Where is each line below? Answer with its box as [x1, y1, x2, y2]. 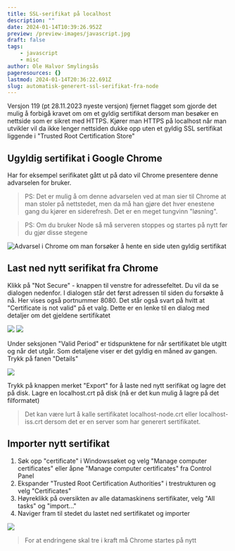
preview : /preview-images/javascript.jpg [7, 30, 131, 37]
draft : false [7, 37, 46, 44]
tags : [7, 43, 23, 50]
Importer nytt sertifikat [7, 438, 110, 450]
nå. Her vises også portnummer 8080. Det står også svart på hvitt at [7, 296, 205, 304]
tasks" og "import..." [17, 502, 77, 510]
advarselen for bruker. [7, 178, 72, 187]
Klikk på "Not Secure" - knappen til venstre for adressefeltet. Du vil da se [7, 281, 220, 289]
